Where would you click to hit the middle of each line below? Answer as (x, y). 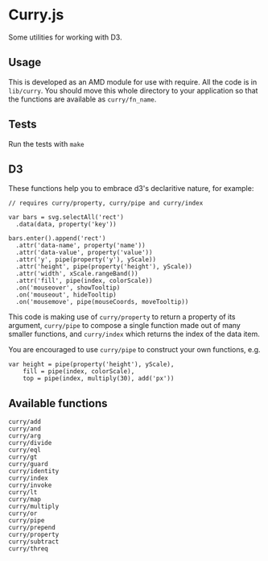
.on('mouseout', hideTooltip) (66, 295)
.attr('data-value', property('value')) (84, 253)
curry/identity (34, 472)
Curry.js (36, 15)
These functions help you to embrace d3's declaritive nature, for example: (131, 189)
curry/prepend (32, 528)
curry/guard (28, 464)
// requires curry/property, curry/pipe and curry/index (106, 203)
